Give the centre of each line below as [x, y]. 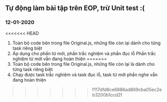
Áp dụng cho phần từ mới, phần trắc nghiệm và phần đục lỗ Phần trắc [84, 53]
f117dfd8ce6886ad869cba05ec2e [127, 90]
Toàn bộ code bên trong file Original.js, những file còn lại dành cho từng [86, 43]
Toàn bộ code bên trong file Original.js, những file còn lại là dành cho [83, 64]
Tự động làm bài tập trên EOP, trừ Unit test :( [75, 8]
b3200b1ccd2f [107, 95]
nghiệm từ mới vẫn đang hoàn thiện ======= [60, 59]
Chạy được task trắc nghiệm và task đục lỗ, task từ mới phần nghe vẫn [85, 75]
